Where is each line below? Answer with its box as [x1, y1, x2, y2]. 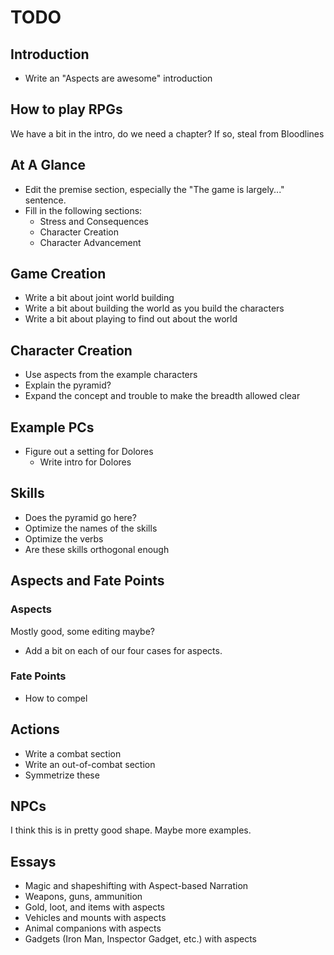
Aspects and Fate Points [10, 572, 165, 590]
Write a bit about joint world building [24, 292, 175, 304]
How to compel [24, 692, 88, 704]
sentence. [24, 194, 67, 206]
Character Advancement [39, 236, 142, 248]
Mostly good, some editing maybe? [10, 625, 155, 637]
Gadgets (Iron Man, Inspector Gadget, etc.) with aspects [24, 933, 257, 945]
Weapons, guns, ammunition [24, 891, 143, 903]
